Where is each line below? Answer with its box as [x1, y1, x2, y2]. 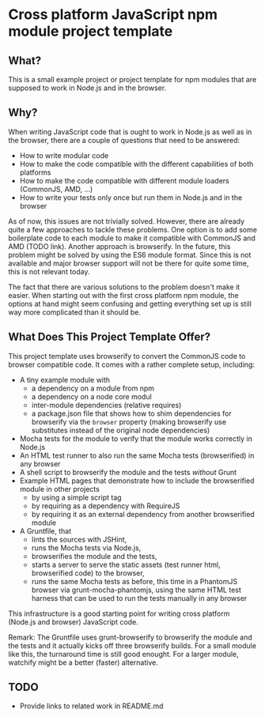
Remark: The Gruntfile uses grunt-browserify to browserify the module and [8, 632, 253, 642]
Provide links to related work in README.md [19, 701, 164, 711]
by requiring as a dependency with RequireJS [31, 500, 180, 511]
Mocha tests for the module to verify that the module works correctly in [19, 433, 253, 443]
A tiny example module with [19, 375, 111, 384]
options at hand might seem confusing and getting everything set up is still [8, 299, 252, 308]
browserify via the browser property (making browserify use [31, 417, 227, 426]
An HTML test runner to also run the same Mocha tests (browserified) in [19, 451, 255, 460]
